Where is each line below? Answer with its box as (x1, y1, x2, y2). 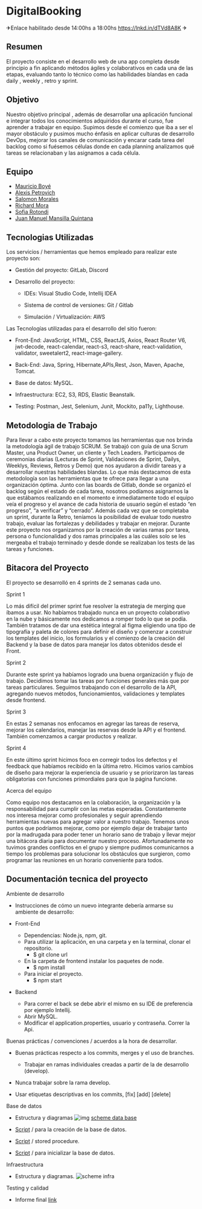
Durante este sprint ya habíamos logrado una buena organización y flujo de (6, 671, 194, 678)
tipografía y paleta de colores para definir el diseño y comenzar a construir (6, 628, 192, 635)
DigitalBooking (6, 4, 82, 18)
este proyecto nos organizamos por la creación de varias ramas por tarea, (6, 526, 190, 533)
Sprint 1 (6, 590, 25, 598)
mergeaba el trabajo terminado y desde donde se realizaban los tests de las (6, 539, 195, 546)
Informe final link (14, 1196, 57, 1203)
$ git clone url (33, 950, 68, 958)
